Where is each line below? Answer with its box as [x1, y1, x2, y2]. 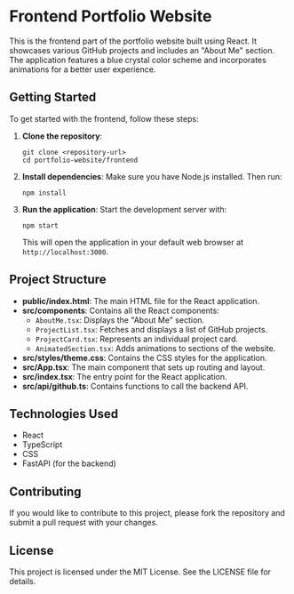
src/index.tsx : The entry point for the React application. [21, 371, 227, 381]
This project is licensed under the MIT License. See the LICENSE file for [9, 566, 272, 577]
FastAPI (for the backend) [21, 458, 117, 469]
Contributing [9, 484, 82, 499]
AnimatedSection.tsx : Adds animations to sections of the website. [35, 342, 276, 353]
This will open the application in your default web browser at [21, 237, 244, 247]
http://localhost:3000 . [21, 246, 109, 257]
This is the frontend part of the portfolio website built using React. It [9, 36, 258, 46]
